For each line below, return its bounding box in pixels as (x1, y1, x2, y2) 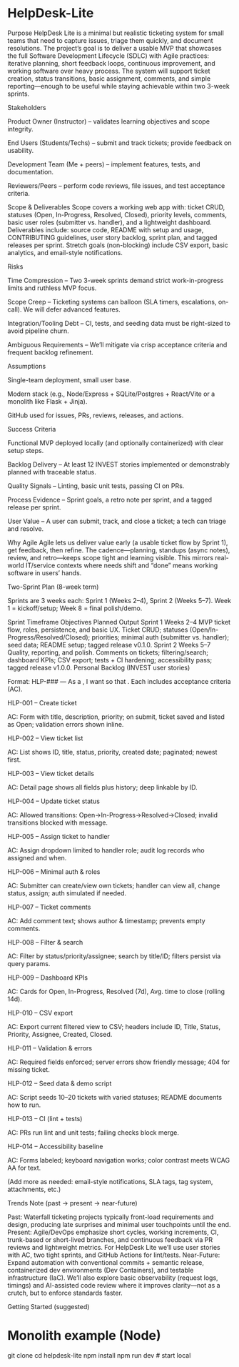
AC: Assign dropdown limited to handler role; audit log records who (7, 845, 205, 855)
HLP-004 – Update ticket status (7, 797, 100, 805)
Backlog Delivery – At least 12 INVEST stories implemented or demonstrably (7, 459, 230, 469)
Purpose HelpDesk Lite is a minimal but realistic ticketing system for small (7, 29, 225, 37)
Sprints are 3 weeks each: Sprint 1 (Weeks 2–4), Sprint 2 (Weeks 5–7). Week (7, 596, 232, 605)
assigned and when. (7, 853, 67, 862)
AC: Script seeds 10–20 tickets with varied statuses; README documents (7, 1093, 223, 1101)
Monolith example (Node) (7, 1328, 162, 1344)
